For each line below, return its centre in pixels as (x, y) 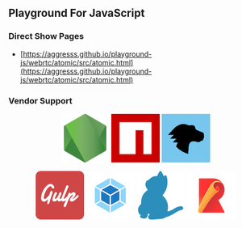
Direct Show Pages (46, 36)
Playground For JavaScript (77, 13)
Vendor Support (40, 100)
